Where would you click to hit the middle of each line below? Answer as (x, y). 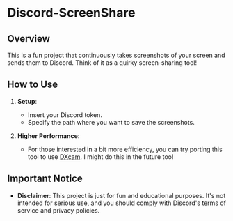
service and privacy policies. (58, 210)
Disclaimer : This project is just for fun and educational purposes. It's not (121, 195)
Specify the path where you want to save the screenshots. (111, 122)
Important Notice (45, 179)
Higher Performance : (48, 136)
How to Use (33, 85)
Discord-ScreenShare (71, 13)
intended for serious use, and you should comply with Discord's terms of (122, 203)
